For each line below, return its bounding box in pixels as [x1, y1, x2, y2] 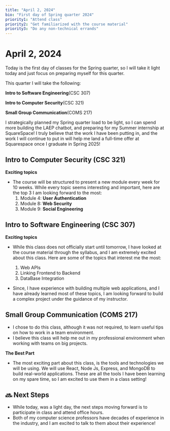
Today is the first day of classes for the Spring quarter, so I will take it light [5, 65, 160, 71]
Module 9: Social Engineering [20, 206, 84, 212]
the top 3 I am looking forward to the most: [12, 190, 103, 196]
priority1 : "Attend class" [5, 17, 62, 22]
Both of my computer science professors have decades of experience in [12, 415, 164, 421]
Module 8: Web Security [20, 200, 72, 206]
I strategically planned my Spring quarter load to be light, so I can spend [5, 120, 156, 126]
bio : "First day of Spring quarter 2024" [5, 12, 94, 17]
